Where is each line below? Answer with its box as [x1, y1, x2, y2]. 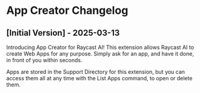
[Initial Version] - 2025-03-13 [6, 28, 120, 38]
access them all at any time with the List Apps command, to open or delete [6, 75, 193, 82]
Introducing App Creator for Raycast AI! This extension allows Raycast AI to [6, 43, 195, 51]
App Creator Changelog [6, 4, 128, 18]
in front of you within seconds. [6, 57, 83, 63]
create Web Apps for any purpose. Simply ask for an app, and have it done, [6, 50, 194, 57]
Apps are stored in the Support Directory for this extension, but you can [6, 68, 185, 75]
